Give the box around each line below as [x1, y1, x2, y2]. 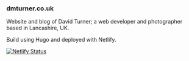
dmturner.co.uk [6, 4, 54, 13]
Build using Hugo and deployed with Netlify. [6, 36, 117, 43]
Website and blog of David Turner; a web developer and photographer [6, 18, 183, 25]
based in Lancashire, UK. [6, 24, 70, 31]
